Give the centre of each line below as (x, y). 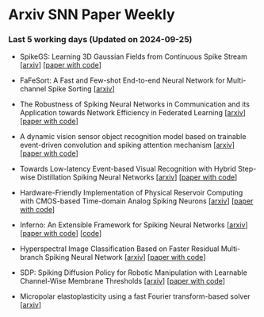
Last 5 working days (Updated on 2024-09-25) (100, 40)
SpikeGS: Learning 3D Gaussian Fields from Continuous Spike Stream (133, 56)
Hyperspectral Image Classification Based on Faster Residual (119, 249)
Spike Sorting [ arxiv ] (81, 89)
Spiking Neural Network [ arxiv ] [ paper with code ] (125, 257)
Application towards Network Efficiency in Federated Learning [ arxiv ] (132, 113)
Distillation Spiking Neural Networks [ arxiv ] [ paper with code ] (137, 177)
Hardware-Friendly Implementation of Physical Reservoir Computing (131, 193)
